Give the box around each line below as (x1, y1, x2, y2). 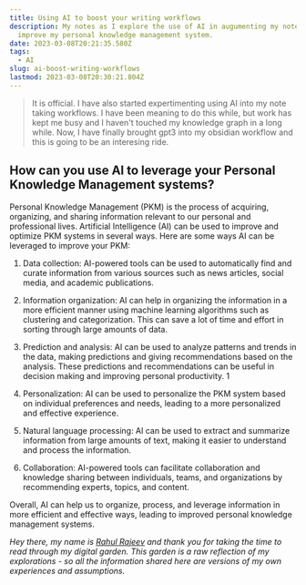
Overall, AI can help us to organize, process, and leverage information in (9, 498, 280, 510)
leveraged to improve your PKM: (9, 240, 130, 251)
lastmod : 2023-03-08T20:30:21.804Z (9, 73, 145, 82)
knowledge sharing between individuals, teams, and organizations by (22, 471, 283, 483)
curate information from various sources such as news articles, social (22, 267, 284, 278)
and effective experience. (22, 407, 119, 418)
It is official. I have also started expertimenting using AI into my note (31, 97, 287, 108)
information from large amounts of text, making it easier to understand (22, 435, 287, 446)
